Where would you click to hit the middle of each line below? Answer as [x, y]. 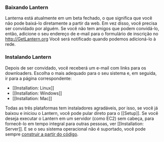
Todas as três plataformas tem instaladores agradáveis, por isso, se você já [82, 108]
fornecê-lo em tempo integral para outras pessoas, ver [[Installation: [74, 124]
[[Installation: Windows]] [37, 93]
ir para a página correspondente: [39, 78]
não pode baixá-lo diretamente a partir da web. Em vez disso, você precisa [81, 23]
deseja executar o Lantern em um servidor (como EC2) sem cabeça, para [80, 118]
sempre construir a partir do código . [42, 134]
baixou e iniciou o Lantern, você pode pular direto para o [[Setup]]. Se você [82, 113]
